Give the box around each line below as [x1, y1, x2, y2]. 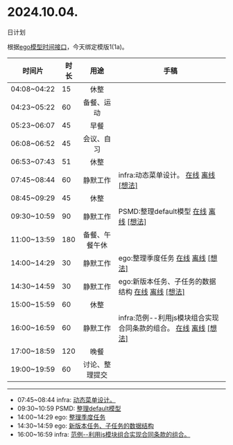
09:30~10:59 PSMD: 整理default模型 [17, 404, 121, 412]
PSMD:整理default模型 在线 [118, 206, 207, 216]
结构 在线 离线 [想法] [118, 287, 185, 296]
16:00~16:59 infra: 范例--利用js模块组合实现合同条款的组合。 [17, 430, 191, 438]
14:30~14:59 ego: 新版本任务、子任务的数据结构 [17, 421, 155, 430]
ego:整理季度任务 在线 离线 [118, 253, 207, 263]
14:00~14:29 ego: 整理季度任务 [17, 412, 106, 421]
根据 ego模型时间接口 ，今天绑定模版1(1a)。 [7, 42, 128, 51]
